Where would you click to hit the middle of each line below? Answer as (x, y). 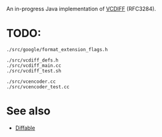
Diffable (25, 128)
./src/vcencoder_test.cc (38, 87)
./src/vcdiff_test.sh (34, 71)
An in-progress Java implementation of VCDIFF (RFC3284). (81, 9)
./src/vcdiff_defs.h (33, 60)
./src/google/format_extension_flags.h (57, 49)
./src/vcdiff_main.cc (34, 65)
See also (28, 111)
